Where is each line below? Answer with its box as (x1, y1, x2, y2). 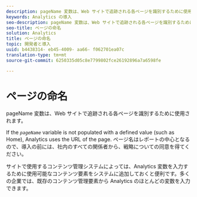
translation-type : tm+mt (6, 52, 67, 58)
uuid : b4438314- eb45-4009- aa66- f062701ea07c (6, 47, 125, 53)
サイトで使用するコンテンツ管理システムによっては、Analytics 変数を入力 (6, 163, 184, 170)
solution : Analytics (6, 30, 57, 36)
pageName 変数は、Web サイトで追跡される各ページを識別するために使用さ (6, 110, 191, 117)
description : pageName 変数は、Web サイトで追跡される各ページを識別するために (6, 8, 184, 15)
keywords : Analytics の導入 (6, 14, 72, 20)
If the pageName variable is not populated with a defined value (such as (6, 129, 175, 136)
